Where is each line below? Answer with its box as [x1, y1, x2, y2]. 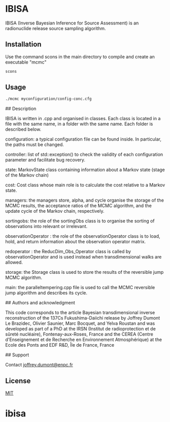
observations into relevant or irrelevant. [5, 223, 88, 230]
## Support [5, 352, 29, 358]
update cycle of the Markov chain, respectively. [5, 208, 105, 214]
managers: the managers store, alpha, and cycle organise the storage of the [5, 197, 164, 204]
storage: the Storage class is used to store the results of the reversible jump [5, 269, 164, 275]
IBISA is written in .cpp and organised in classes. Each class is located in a [5, 116, 161, 122]
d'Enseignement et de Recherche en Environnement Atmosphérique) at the [5, 336, 162, 343]
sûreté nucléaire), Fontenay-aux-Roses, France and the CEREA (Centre [5, 331, 153, 337]
